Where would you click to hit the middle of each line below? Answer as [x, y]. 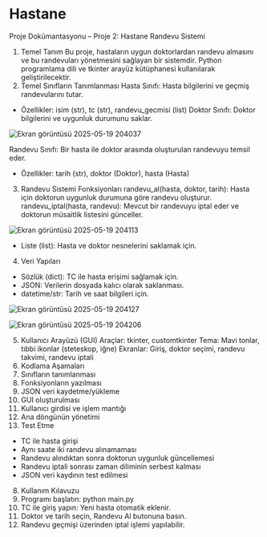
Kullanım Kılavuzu [50, 491]
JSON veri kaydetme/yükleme [70, 391]
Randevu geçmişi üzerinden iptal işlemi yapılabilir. [103, 524]
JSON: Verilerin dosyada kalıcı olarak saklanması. [102, 285]
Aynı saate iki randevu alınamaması [79, 449]
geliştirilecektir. [46, 77]
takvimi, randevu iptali [57, 357]
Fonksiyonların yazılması [61, 382]
